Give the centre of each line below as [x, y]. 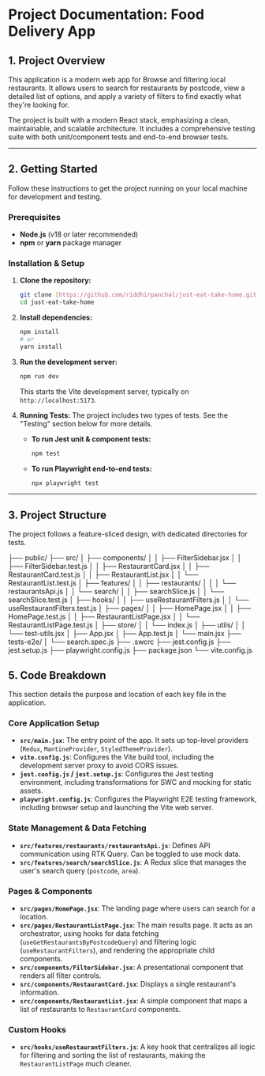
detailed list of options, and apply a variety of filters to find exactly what [125, 96]
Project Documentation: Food [106, 15]
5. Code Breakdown [57, 675]
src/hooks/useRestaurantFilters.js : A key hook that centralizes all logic [137, 1047]
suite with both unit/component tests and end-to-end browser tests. [119, 137]
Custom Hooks [37, 1029]
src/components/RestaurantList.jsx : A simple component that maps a [133, 1000]
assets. [31, 791]
